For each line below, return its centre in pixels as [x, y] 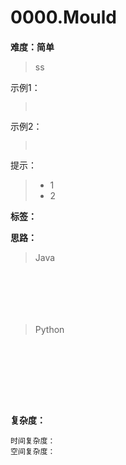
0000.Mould [63, 17]
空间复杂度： [33, 451]
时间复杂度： [33, 441]
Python [49, 329]
